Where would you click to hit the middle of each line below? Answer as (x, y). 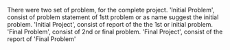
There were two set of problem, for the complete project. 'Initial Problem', (111, 10)
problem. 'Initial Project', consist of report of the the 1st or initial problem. (110, 24)
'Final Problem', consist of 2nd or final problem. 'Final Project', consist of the (115, 32)
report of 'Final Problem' (42, 39)
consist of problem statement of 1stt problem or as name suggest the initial (113, 17)
